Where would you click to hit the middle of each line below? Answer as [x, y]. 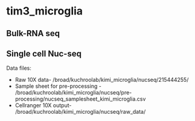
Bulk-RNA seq [33, 33]
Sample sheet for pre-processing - [58, 86]
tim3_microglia [45, 11]
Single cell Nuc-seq [44, 53]
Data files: [19, 68]
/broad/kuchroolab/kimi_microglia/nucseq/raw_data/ [80, 112]
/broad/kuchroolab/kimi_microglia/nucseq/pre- [73, 93]
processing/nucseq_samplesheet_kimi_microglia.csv [80, 99]
